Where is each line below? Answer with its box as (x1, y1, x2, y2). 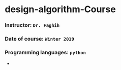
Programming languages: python (5, 49, 86, 56)
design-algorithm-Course (5, 4, 116, 15)
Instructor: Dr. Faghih (5, 22, 60, 29)
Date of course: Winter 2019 (5, 36, 75, 43)
